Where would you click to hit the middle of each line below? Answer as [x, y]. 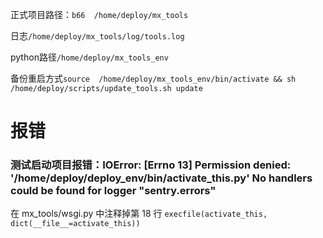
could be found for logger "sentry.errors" [113, 191]
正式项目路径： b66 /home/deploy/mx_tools [99, 14]
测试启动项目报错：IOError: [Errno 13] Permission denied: [151, 165]
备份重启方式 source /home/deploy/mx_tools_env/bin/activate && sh [153, 78]
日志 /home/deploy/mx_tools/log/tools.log [97, 36]
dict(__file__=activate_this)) [75, 224]
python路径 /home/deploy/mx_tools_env [89, 57]
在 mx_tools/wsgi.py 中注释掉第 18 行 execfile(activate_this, [139, 214]
